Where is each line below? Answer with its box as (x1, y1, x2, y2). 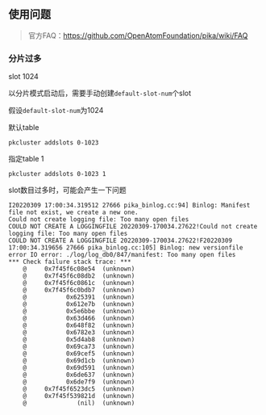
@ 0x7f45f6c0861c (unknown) (23, 279, 135, 287)
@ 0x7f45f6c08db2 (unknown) (23, 272, 135, 280)
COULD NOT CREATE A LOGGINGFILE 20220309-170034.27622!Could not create (8, 223, 258, 231)
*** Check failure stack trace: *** (8, 258, 131, 266)
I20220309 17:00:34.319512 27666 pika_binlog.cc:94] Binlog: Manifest (8, 201, 251, 210)
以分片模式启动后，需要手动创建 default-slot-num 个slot (8, 88, 192, 99)
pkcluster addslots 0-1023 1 (8, 170, 106, 178)
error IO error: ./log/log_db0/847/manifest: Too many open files (8, 251, 236, 259)
